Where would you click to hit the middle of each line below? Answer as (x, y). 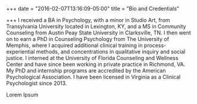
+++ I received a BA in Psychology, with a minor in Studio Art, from (88, 20)
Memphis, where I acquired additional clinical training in (74, 45)
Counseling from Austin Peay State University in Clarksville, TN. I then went (99, 33)
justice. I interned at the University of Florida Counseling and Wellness (92, 58)
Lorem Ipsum (22, 95)
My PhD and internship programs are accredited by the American (86, 70)
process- (155, 45)
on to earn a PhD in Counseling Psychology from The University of (88, 39)
